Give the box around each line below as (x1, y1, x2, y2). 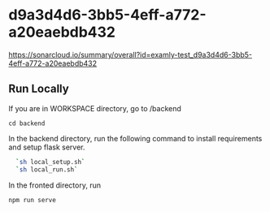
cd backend (8, 119, 46, 128)
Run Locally (8, 82, 69, 96)
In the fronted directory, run (8, 180, 102, 190)
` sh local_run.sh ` (15, 165, 79, 174)
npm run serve (8, 196, 57, 204)
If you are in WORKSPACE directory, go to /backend (8, 103, 181, 113)
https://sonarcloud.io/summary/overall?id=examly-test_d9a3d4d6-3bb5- (8, 50, 253, 59)
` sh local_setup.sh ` (15, 158, 85, 166)
